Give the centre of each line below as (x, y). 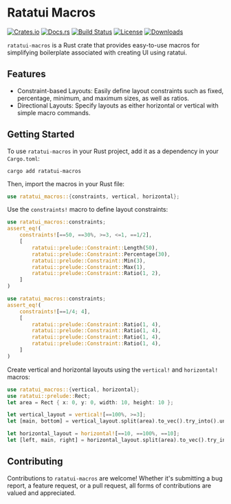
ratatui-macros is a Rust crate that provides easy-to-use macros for (103, 45)
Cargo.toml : (23, 158)
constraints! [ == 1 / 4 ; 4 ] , (55, 312)
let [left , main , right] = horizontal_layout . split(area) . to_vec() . (107, 440)
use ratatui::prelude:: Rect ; (49, 396)
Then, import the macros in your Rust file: (66, 183)
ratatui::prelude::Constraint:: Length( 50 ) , (95, 248)
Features (26, 74)
